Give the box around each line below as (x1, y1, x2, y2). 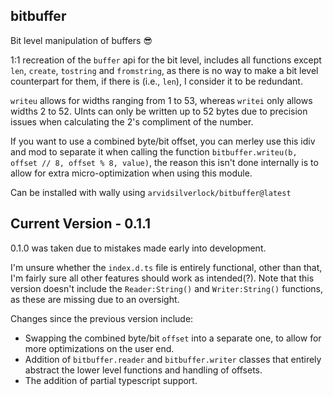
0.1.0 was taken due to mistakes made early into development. (10, 242, 267, 254)
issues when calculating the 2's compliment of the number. (10, 115, 254, 128)
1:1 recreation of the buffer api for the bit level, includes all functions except (10, 54, 322, 66)
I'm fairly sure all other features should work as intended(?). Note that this (10, 272, 315, 284)
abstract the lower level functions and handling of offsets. (24, 364, 263, 376)
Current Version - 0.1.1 (10, 215, 152, 233)
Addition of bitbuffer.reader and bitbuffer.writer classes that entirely (24, 353, 322, 365)
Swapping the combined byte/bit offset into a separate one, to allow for (24, 332, 322, 344)
